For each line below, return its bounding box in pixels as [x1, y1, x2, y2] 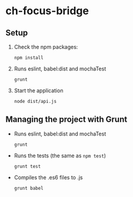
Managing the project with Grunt [5, 114, 128, 125]
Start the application [14, 87, 64, 94]
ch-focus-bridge [5, 4, 89, 18]
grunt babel [14, 185, 44, 191]
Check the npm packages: [14, 43, 78, 50]
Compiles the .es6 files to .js [14, 173, 83, 181]
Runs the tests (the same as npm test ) [14, 152, 107, 159]
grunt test [14, 163, 41, 169]
